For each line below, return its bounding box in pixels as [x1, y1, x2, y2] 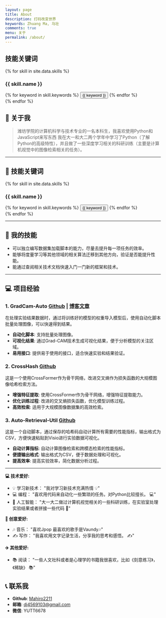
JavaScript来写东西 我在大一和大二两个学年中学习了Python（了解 [17, 134, 150, 140]
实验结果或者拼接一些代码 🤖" [12, 505, 71, 511]
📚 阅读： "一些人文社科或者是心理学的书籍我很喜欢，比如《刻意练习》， [12, 557, 158, 562]
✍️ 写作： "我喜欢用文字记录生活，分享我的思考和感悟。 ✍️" [12, 533, 135, 539]
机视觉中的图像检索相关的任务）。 [17, 146, 85, 152]
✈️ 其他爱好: [5, 545, 29, 550]
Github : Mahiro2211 [12, 595, 52, 601]
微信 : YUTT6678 [12, 608, 46, 614]
